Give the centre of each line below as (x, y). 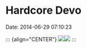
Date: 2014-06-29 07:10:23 (39, 27)
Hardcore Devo (44, 10)
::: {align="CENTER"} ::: (41, 39)
